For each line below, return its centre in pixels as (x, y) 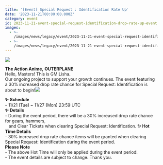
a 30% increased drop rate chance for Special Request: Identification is (76, 84)
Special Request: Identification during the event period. (60, 142)
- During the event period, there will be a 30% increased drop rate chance (79, 115)
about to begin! (20, 90)
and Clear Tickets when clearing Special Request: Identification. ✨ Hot (79, 126)
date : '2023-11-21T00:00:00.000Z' (40, 14)
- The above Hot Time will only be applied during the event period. (72, 152)
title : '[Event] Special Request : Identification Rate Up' (67, 9)
